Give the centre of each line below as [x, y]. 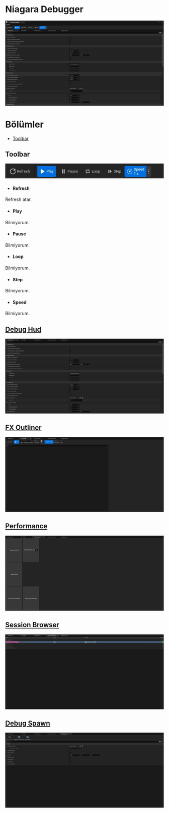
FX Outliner [23, 428]
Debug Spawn [28, 723]
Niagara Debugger [45, 9]
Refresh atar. [18, 199]
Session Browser [32, 625]
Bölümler [24, 124]
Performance [26, 526]
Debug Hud [23, 329]
